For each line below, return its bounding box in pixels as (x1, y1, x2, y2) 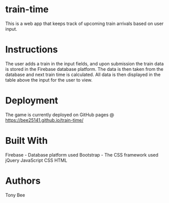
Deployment (5, 95, 59, 107)
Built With (5, 135, 48, 146)
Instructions (5, 44, 58, 56)
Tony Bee (5, 192, 25, 198)
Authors (5, 175, 41, 187)
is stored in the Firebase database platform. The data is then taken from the (5, 66, 164, 72)
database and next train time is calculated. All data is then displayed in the (5, 71, 161, 78)
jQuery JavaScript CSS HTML (5, 157, 68, 163)
